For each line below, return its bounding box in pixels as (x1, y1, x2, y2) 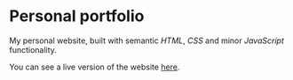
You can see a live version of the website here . (9, 62, 180, 72)
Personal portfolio (9, 6, 145, 26)
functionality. (9, 44, 58, 55)
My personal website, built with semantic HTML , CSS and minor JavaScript (9, 35, 284, 46)
